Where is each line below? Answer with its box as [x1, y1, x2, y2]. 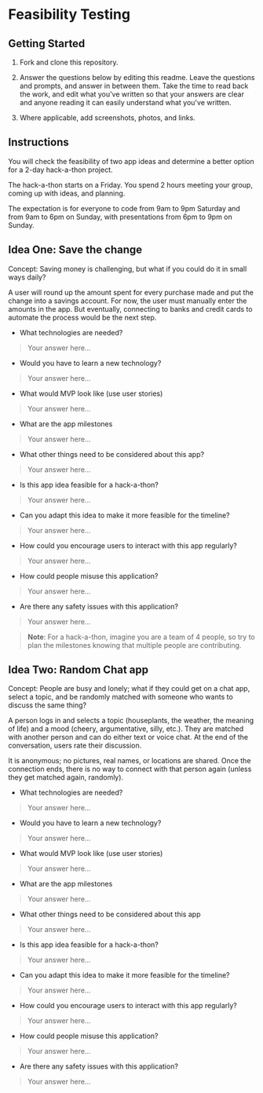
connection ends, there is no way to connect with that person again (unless [8, 764, 252, 774]
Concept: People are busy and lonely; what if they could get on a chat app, [8, 684, 250, 693]
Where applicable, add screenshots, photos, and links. [19, 113, 196, 122]
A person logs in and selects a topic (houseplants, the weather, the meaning [8, 716, 254, 726]
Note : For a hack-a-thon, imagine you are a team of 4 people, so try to [27, 632, 255, 642]
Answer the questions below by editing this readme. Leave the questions [19, 73, 255, 82]
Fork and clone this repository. [19, 57, 119, 67]
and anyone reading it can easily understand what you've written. [19, 98, 232, 107]
